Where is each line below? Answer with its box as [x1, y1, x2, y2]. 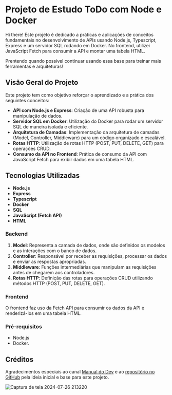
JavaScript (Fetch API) [12, 212, 62, 218]
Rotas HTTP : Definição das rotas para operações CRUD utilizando [12, 275, 153, 281]
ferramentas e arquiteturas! [5, 63, 63, 69]
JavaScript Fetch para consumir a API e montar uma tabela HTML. [5, 48, 145, 54]
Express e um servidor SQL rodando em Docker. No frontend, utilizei [5, 42, 150, 48]
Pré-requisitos [5, 323, 42, 330]
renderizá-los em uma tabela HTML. [5, 310, 82, 316]
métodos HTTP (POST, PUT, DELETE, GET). [12, 280, 105, 286]
